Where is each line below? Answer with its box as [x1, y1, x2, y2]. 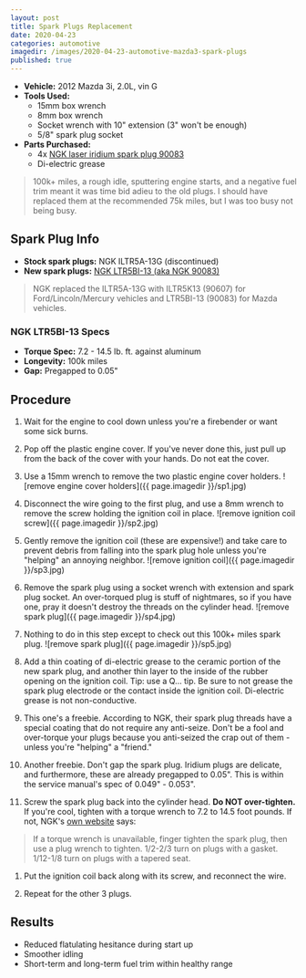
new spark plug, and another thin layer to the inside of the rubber [23, 665, 269, 676]
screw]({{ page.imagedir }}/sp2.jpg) [23, 517, 158, 528]
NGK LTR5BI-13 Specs [10, 325, 110, 338]
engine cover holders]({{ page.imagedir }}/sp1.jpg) [56, 480, 247, 491]
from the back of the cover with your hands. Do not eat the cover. [23, 453, 270, 463]
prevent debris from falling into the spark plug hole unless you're [23, 545, 267, 556]
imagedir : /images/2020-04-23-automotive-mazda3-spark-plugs [10, 47, 248, 57]
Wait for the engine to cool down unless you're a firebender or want [23, 416, 278, 427]
